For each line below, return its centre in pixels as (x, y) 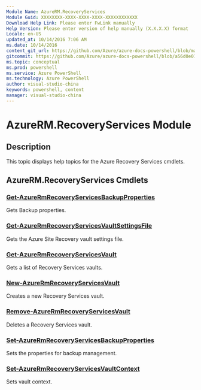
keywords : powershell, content (45, 90)
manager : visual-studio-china (44, 95)
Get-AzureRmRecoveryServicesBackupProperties (81, 197)
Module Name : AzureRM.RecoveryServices (56, 12)
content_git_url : (28, 51)
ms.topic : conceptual (33, 62)
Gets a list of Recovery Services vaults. (54, 268)
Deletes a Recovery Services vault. (49, 325)
